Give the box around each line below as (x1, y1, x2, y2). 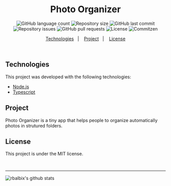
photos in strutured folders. (5, 122, 63, 129)
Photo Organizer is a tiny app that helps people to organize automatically (5, 117, 158, 123)
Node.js (12, 83, 30, 89)
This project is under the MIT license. (5, 151, 83, 157)
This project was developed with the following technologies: (5, 74, 131, 80)
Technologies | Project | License (45, 36, 126, 42)
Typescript (12, 89, 36, 95)
